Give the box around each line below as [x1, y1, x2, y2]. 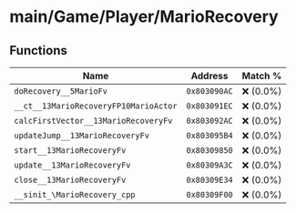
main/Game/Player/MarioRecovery [9, 6, 280, 27]
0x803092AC [186, 116, 234, 126]
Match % [241, 70, 282, 82]
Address [190, 70, 230, 82]
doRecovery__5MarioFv [14, 86, 107, 96]
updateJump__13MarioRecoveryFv [14, 130, 150, 140]
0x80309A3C [186, 160, 234, 170]
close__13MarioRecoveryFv [14, 175, 127, 185]
